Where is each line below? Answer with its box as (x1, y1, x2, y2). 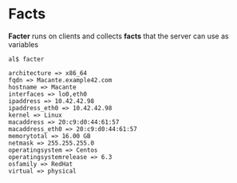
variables (8, 39, 38, 49)
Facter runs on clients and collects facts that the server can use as (8, 31, 229, 41)
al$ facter (8, 55, 45, 63)
